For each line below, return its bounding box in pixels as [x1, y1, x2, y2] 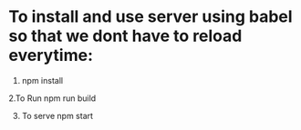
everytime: [8, 45, 93, 65]
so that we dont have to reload [8, 25, 243, 46]
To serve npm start [21, 110, 93, 121]
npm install [21, 75, 64, 85]
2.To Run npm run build [8, 93, 97, 104]
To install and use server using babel [8, 6, 293, 27]
